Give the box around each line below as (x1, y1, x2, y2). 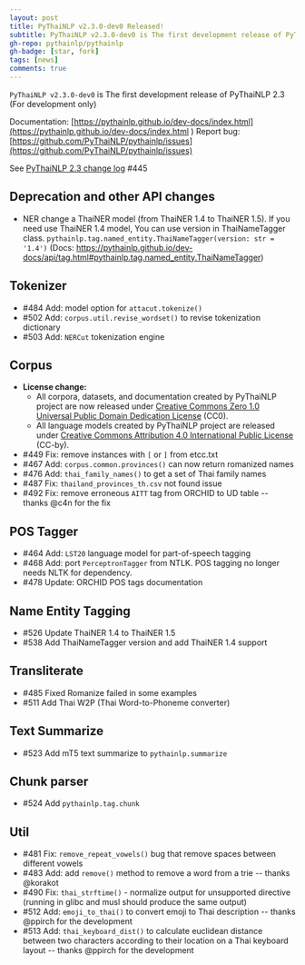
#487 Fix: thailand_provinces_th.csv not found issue (22, 478, 222, 489)
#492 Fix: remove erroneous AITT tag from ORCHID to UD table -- (22, 488, 270, 499)
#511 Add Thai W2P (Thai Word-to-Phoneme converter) (22, 697, 231, 708)
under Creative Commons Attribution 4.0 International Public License (35, 430, 293, 441)
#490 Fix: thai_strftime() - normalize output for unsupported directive (22, 887, 291, 898)
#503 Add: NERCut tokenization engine (22, 331, 165, 342)
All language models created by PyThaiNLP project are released (35, 420, 275, 432)
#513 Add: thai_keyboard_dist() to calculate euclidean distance (22, 926, 263, 937)
